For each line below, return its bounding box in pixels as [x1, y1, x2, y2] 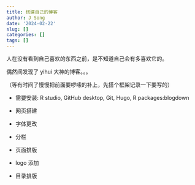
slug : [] [6, 26, 29, 32]
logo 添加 [15, 159, 39, 166]
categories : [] [6, 32, 45, 38]
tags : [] [6, 37, 29, 43]
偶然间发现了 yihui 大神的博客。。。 [6, 68, 92, 75]
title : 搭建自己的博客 [6, 9, 58, 15]
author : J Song [6, 15, 45, 21]
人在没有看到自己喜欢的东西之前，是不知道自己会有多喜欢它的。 [6, 55, 167, 62]
